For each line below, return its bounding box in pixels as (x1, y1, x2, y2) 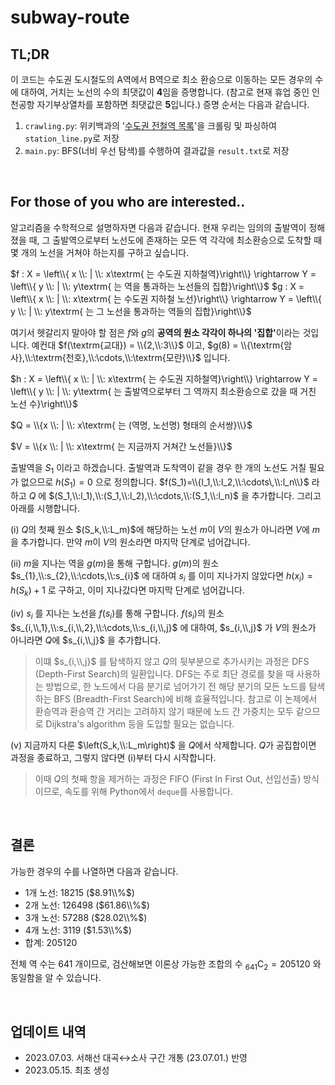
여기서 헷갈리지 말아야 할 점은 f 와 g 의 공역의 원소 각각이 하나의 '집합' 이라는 (10, 326, 301, 338)
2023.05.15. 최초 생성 (24, 1064, 110, 1076)
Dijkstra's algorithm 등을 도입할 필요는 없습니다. (45, 717, 235, 730)
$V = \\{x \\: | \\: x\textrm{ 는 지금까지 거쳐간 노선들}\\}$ (10, 440, 233, 452)
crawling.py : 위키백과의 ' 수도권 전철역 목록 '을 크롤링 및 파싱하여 (24, 120, 277, 131)
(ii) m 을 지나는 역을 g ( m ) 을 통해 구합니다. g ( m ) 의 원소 (10, 557, 220, 570)
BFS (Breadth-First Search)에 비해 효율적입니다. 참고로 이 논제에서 (53, 692, 318, 705)
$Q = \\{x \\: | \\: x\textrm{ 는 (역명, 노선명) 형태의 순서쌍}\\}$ (10, 419, 253, 431)
